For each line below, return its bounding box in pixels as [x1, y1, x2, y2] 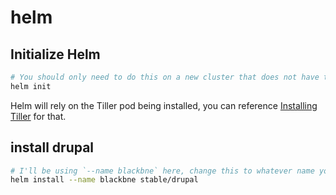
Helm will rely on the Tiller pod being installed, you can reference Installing [10, 99, 318, 111]
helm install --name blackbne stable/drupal [10, 175, 199, 185]
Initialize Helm [10, 46, 101, 63]
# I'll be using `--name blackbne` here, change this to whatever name [10, 166, 315, 176]
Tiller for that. [10, 110, 67, 122]
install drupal [10, 139, 95, 156]
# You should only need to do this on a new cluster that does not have [10, 72, 320, 82]
